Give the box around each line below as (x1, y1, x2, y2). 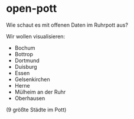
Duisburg (14, 63, 37, 70)
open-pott (6, 2, 57, 15)
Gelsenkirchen (14, 76, 50, 83)
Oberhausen (14, 94, 45, 102)
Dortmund (14, 57, 40, 64)
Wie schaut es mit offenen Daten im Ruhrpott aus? (6, 21, 129, 28)
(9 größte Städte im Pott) (6, 106, 67, 113)
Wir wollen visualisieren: (6, 33, 66, 40)
